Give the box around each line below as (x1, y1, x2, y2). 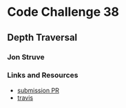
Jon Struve (7, 52, 45, 62)
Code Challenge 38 (7, 4, 119, 20)
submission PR (17, 86, 60, 94)
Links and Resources (7, 70, 78, 80)
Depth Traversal (7, 32, 78, 43)
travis (17, 94, 33, 102)
